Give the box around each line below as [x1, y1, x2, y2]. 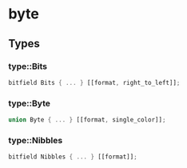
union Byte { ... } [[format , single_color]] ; [8, 116, 166, 124]
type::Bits [8, 61, 48, 72]
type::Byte [8, 98, 50, 109]
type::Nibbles [8, 134, 63, 146]
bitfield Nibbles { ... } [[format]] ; [8, 153, 137, 161]
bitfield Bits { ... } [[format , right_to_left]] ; [8, 78, 181, 86]
